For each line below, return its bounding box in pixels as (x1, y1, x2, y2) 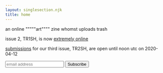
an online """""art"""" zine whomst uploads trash (5, 26, 108, 32)
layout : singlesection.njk (5, 7, 62, 13)
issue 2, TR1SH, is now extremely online (5, 36, 89, 42)
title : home (5, 12, 30, 17)
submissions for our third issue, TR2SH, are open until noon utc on (5, 45, 144, 51)
